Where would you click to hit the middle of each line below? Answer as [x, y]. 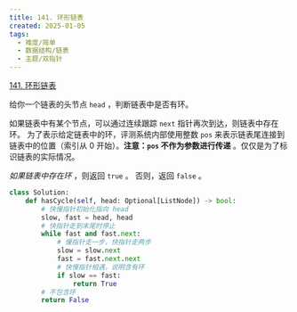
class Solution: [39, 193]
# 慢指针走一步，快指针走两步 [104, 242]
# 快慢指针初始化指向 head [85, 209]
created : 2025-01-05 [48, 26]
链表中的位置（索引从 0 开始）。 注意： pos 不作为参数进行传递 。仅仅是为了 [144, 145]
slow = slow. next [89, 250]
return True [95, 283]
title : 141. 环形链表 [47, 17]
